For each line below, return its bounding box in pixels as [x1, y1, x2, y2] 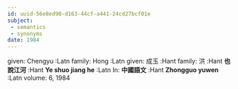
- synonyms [10, 30, 43, 37]
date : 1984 [7, 37, 40, 44]
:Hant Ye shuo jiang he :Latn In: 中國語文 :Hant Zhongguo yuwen [27, 66, 219, 74]
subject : [7, 17, 33, 24]
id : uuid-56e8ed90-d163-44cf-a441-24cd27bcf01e [7, 10, 151, 18]
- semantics [10, 23, 46, 30]
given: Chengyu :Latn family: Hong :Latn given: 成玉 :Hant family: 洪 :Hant [7, 57, 223, 66]
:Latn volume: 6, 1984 [7, 73, 70, 82]
